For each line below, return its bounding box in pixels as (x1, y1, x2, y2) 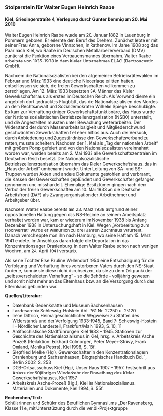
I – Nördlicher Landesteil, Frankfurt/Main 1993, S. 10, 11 (12, 323, 122, 329)
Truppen (5, 171, 22, 177)
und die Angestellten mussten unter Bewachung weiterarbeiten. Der (5, 119, 141, 125)
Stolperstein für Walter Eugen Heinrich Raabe (5, 4, 115, 11)
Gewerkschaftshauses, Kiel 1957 (12, 375, 78, 381)
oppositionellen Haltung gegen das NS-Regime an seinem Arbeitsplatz (5, 212, 146, 218)
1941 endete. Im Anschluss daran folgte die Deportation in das (5, 238, 129, 244)
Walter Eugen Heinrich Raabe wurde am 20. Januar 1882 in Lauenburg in (5, 32, 151, 38)
